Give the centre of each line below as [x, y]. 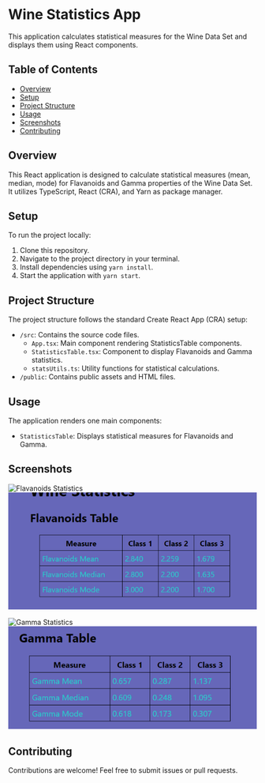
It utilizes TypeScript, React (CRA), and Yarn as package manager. [116, 191]
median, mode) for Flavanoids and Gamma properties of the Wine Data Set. [131, 183]
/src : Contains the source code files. [79, 335]
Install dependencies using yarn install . [86, 267]
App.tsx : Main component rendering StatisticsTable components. [136, 343]
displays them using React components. [73, 44]
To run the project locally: [50, 235]
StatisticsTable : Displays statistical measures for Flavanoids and [127, 436]
